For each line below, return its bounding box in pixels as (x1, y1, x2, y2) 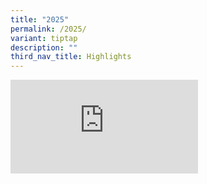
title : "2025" (10, 14, 70, 25)
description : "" (10, 42, 78, 53)
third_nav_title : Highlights (10, 52, 132, 62)
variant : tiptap (10, 33, 78, 43)
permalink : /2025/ (10, 24, 87, 34)
